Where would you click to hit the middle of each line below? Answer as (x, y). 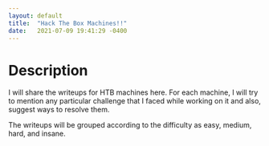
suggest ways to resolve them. (59, 110)
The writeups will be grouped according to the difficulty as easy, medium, (130, 125)
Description (48, 70)
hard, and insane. (37, 134)
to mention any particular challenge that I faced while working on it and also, (134, 101)
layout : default (35, 16)
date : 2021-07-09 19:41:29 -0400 (68, 30)
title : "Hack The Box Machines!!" (68, 23)
